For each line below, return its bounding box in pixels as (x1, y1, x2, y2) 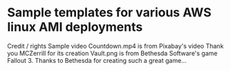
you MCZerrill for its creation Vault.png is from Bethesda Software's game (7, 49, 218, 57)
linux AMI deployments (7, 19, 143, 35)
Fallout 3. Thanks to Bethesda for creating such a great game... (7, 56, 187, 64)
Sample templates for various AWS (7, 5, 212, 20)
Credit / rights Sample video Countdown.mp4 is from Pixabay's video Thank (7, 42, 224, 50)
